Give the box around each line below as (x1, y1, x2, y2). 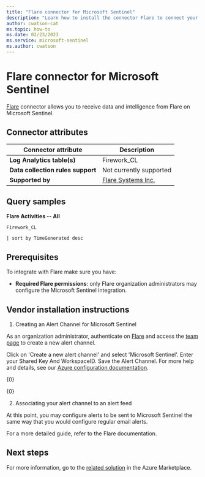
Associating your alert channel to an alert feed (15, 400, 132, 407)
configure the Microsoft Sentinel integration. (15, 286, 127, 294)
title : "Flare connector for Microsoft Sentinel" (6, 9, 136, 15)
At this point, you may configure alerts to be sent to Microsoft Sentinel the (6, 411, 193, 419)
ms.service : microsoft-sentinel (6, 37, 89, 44)
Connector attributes (6, 127, 89, 138)
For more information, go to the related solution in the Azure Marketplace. (6, 464, 192, 471)
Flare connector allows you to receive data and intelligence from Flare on (6, 102, 191, 110)
